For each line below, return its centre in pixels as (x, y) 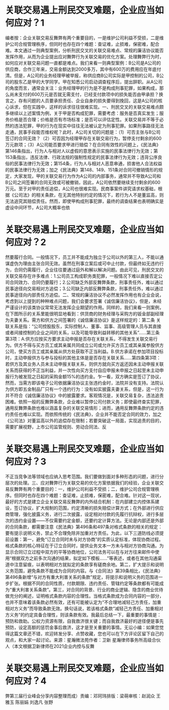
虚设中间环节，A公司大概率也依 (38, 207)
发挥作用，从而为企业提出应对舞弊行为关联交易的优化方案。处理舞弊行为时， (84, 56)
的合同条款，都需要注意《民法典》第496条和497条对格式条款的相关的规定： (84, 526)
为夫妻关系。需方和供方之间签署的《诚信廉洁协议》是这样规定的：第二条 (80, 320)
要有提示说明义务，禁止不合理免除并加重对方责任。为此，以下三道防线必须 (82, 533)
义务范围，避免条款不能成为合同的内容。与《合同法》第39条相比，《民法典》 (84, 571)
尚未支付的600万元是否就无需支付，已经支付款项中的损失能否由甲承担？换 (86, 94)
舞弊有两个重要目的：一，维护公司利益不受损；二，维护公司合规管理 (84, 489)
